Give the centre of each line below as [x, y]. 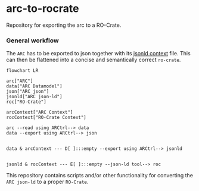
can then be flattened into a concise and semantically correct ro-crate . [94, 60]
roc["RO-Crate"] [26, 102]
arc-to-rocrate [43, 9]
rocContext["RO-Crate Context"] [46, 118]
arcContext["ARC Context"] [40, 112]
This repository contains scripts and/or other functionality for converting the [100, 176]
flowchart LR [22, 71]
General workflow [32, 40]
